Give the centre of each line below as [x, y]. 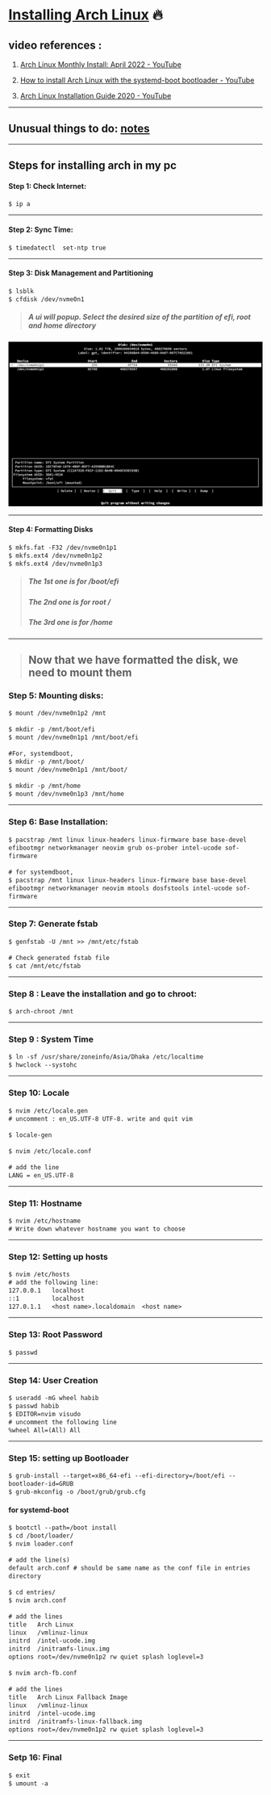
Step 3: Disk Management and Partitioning [81, 273]
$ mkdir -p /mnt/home [45, 786]
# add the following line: [54, 1283]
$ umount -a [28, 1783]
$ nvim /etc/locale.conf [50, 1151]
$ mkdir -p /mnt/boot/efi [52, 730]
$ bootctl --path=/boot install [63, 1528]
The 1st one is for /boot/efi [73, 581]
